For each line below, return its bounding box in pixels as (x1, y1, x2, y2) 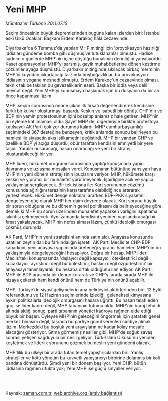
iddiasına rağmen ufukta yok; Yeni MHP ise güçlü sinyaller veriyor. (5, 365, 141, 371)
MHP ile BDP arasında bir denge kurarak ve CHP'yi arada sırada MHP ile (5, 271, 154, 277)
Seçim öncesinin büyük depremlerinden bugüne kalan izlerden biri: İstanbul (5, 30, 161, 36)
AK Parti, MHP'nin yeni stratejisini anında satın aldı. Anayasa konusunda (5, 234, 153, 240)
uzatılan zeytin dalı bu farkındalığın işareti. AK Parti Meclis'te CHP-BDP (5, 239, 151, 245)
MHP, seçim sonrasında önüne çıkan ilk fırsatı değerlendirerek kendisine (5, 102, 154, 108)
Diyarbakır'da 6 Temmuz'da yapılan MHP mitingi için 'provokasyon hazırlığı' (5, 45, 161, 51)
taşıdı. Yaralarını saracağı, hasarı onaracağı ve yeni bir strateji (5, 145, 132, 151)
